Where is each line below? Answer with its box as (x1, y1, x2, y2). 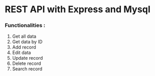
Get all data (12, 33, 37, 39)
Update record (12, 55, 43, 61)
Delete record (12, 60, 41, 67)
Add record (12, 44, 36, 50)
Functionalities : (5, 22, 45, 29)
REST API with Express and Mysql (5, 4, 151, 15)
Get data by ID (12, 39, 43, 45)
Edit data (12, 49, 31, 56)
